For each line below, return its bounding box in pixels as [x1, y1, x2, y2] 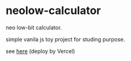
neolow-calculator [5, 4, 101, 18]
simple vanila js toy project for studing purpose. [5, 35, 126, 43]
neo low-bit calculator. [5, 24, 62, 31]
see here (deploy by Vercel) [5, 47, 76, 55]
